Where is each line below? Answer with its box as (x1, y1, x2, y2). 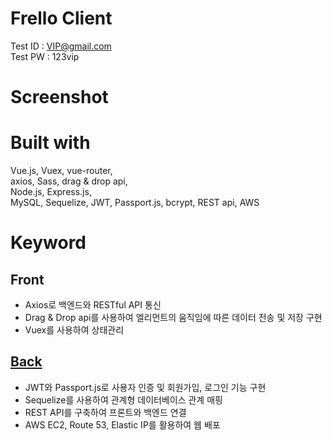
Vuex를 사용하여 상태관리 (24, 324, 125, 336)
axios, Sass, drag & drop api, (10, 175, 128, 187)
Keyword (10, 232, 87, 254)
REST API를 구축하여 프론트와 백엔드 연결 (24, 406, 187, 418)
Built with (10, 132, 91, 154)
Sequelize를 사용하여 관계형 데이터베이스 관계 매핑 (24, 393, 223, 406)
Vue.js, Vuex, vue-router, (10, 165, 113, 177)
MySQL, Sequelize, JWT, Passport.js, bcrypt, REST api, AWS (10, 197, 260, 209)
